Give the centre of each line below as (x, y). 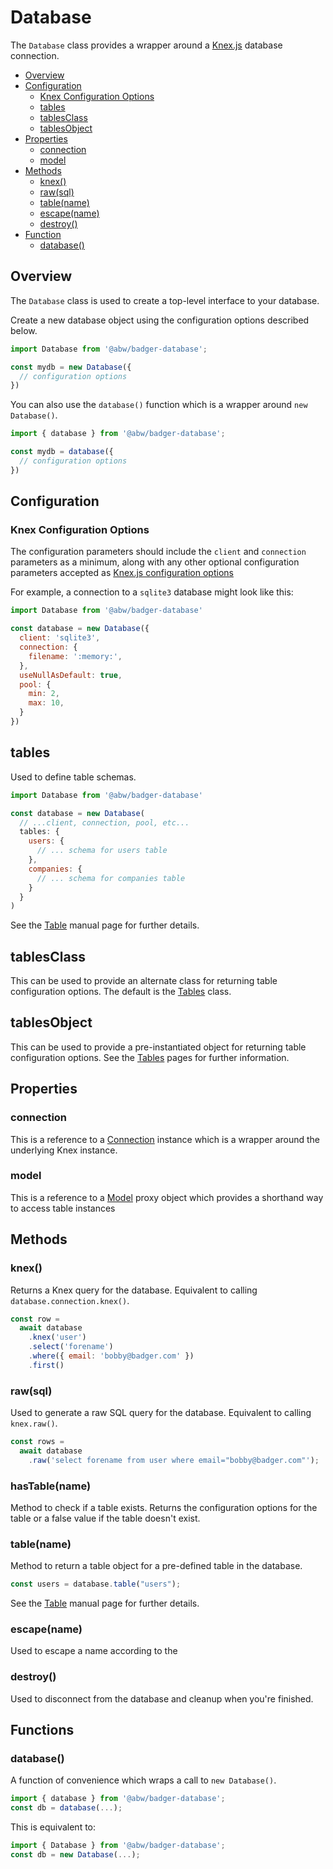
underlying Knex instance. (64, 1150)
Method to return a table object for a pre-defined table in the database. (156, 1566)
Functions (42, 1730)
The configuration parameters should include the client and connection (158, 552)
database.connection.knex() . (70, 1300)
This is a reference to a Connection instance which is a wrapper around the (165, 1139)
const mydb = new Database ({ (71, 367)
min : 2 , (44, 694)
